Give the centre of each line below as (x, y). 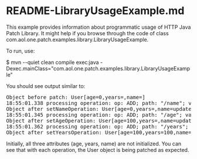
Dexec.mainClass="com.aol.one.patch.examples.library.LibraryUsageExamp (98, 68)
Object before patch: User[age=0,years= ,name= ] (76, 97)
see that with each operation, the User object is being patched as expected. (98, 150)
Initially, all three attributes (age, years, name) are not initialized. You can (94, 143)
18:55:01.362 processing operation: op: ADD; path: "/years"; (97, 126)
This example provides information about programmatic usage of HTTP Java (98, 27)
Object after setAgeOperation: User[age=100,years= (82, 121)
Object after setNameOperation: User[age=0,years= (80, 109)
